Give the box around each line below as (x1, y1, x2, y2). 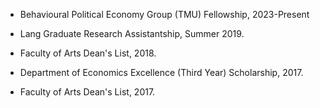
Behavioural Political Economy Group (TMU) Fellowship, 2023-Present (19, 9, 310, 20)
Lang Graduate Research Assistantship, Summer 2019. (19, 28, 245, 39)
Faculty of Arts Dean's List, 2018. (19, 47, 157, 59)
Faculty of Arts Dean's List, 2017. (19, 86, 156, 98)
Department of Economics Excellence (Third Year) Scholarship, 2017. (19, 67, 304, 78)
